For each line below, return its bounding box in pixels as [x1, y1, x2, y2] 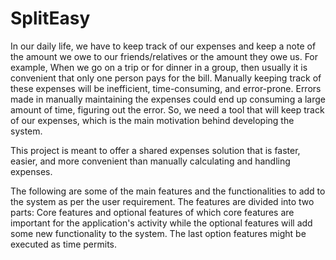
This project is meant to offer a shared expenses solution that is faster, [10, 144, 301, 156]
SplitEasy [10, 7, 91, 30]
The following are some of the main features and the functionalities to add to [10, 185, 326, 197]
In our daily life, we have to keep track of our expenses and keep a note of [10, 40, 317, 52]
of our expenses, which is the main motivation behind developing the [10, 114, 295, 126]
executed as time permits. [10, 238, 117, 250]
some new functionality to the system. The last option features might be [10, 227, 307, 239]
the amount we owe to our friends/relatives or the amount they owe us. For [10, 50, 319, 62]
